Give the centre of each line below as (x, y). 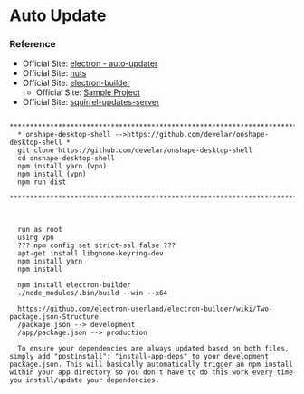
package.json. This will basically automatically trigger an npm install (152, 365)
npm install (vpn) (52, 174)
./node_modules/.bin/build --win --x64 (93, 293)
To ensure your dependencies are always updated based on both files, (153, 349)
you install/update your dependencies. (85, 380)
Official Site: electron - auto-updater (90, 63)
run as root (40, 230)
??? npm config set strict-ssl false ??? (97, 245)
